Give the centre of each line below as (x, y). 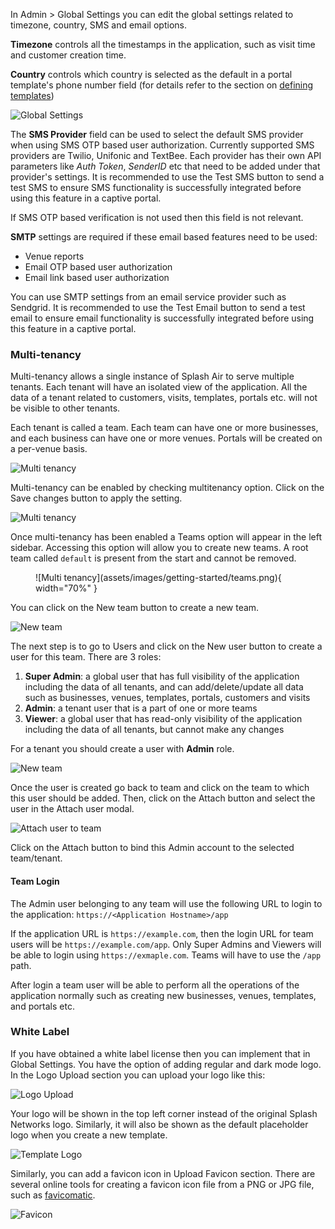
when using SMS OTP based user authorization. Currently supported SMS (162, 145)
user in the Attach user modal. (72, 809)
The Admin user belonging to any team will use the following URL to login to (166, 903)
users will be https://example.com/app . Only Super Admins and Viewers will (166, 944)
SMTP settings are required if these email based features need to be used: (164, 237)
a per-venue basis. (49, 449)
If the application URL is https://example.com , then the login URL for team (162, 933)
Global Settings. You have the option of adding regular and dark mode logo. (166, 1064)
